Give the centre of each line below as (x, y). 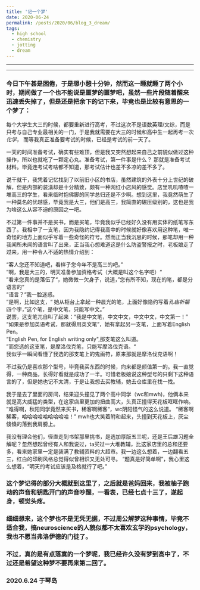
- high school (29, 34)
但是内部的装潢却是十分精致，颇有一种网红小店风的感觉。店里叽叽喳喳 (102, 187)
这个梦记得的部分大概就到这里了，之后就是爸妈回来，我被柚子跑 (98, 483)
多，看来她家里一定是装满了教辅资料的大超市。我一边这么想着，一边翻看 (95, 452)
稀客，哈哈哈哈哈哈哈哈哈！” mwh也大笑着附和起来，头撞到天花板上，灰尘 (98, 417)
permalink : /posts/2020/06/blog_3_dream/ (58, 23)
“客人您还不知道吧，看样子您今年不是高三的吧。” (65, 265)
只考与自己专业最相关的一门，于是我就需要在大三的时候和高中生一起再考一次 (100, 132)
